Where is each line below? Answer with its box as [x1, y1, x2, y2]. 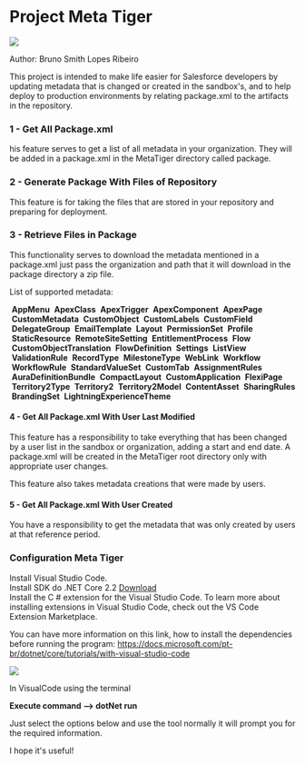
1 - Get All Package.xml [9, 123, 113, 135]
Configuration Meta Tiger [9, 551, 124, 564]
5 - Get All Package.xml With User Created [9, 499, 173, 510]
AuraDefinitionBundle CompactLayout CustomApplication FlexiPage [11, 371, 283, 382]
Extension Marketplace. [9, 611, 98, 621]
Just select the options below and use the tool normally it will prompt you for [9, 718, 296, 729]
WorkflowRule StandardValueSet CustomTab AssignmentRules [11, 362, 263, 373]
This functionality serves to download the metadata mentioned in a [9, 249, 260, 260]
